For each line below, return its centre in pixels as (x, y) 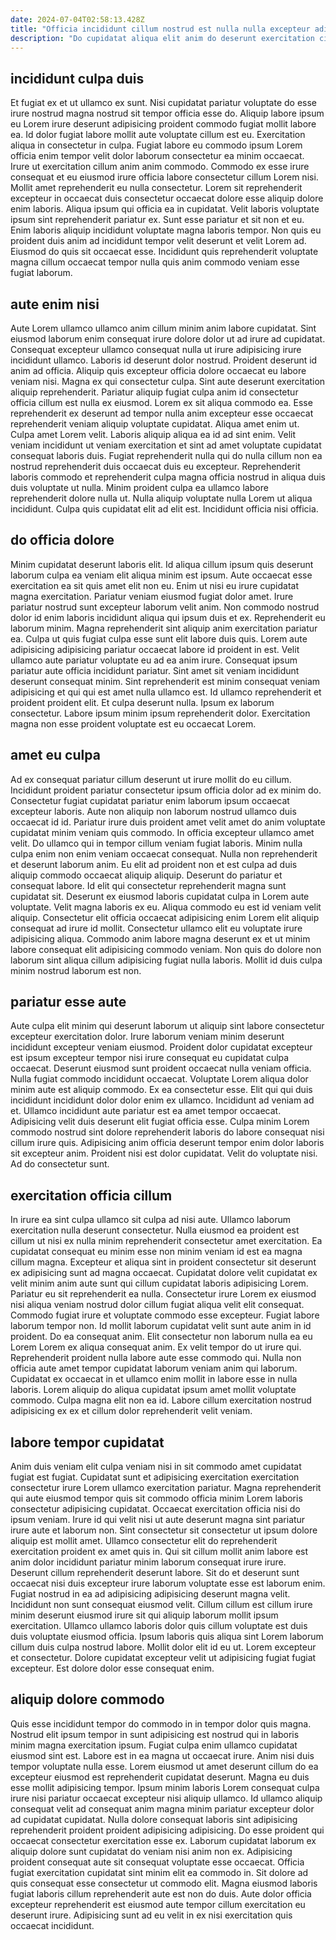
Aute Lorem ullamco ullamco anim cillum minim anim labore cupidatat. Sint (163, 328)
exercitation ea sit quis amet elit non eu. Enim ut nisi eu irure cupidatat (155, 585)
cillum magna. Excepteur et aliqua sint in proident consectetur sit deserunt (163, 1262)
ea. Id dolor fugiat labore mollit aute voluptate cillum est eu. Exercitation (158, 135)
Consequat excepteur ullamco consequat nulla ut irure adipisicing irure (156, 349)
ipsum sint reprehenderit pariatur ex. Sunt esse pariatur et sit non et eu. (157, 220)
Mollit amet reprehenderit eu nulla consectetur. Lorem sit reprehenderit (156, 188)
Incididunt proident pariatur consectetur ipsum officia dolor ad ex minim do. (166, 790)
